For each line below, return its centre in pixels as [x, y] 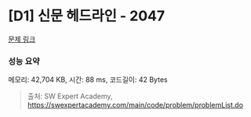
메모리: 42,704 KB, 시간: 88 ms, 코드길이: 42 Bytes [88, 80]
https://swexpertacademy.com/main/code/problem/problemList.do [135, 105]
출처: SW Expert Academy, [70, 96]
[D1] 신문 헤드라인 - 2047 [87, 16]
